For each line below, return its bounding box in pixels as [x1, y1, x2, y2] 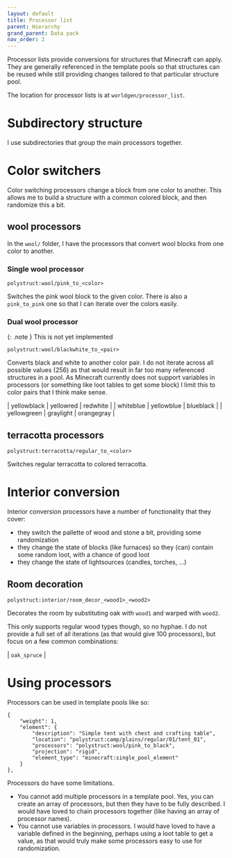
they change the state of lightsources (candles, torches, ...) [17, 558, 187, 567]
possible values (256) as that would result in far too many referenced [7, 366, 205, 374]
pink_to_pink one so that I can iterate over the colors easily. [7, 300, 179, 308]
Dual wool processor [7, 317, 78, 327]
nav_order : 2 [7, 36, 45, 43]
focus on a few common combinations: [7, 637, 119, 645]
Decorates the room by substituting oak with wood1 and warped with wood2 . [7, 608, 220, 617]
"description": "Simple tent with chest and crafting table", [32, 730, 216, 737]
